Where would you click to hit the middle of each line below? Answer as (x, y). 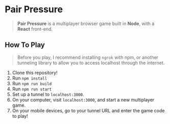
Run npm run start (32, 89)
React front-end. (35, 29)
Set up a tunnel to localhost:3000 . (48, 94)
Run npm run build (32, 83)
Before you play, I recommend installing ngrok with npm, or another (88, 57)
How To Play (25, 45)
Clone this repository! (35, 72)
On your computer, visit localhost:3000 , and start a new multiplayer (83, 100)
